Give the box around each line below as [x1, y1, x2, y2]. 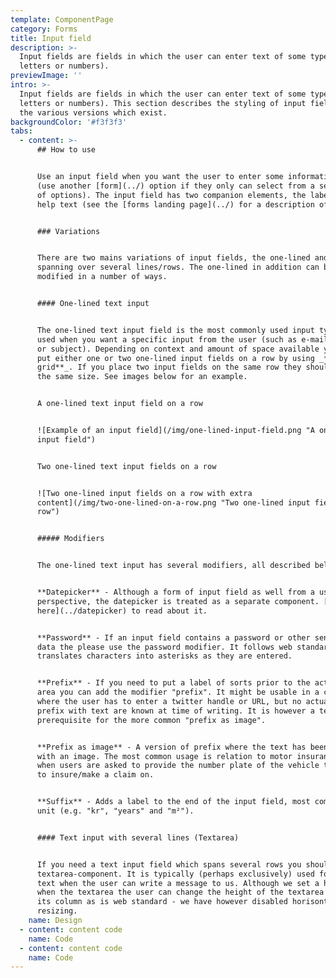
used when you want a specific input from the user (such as [36, 334, 298, 345]
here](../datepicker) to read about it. [36, 606, 208, 616]
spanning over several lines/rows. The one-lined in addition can [36, 262, 320, 273]
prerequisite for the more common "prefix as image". [36, 715, 267, 725]
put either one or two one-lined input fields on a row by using [36, 353, 315, 363]
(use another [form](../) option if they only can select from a [36, 181, 315, 191]
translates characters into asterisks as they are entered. [36, 651, 293, 661]
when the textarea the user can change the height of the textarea [36, 887, 325, 898]
